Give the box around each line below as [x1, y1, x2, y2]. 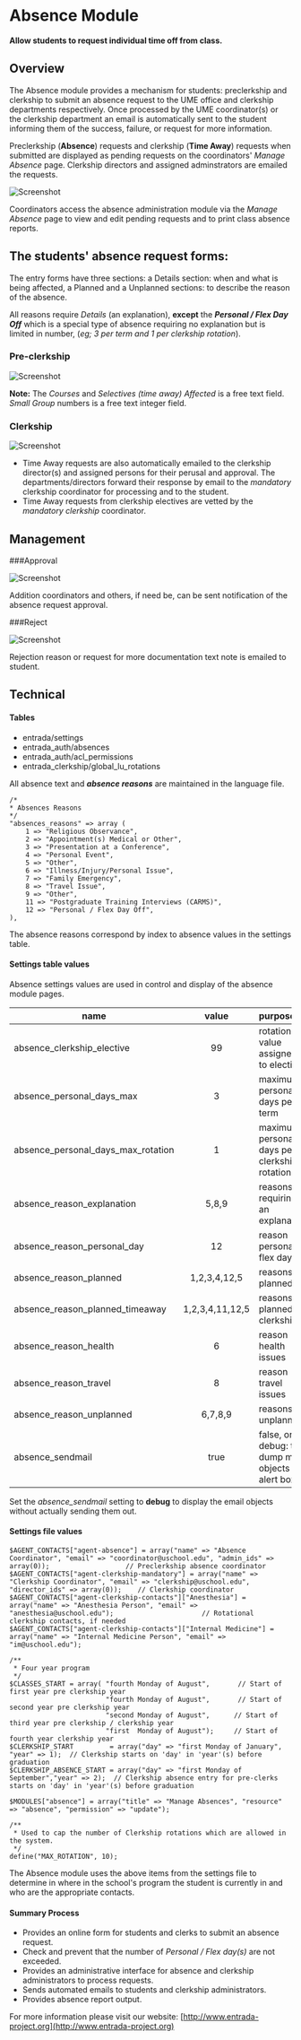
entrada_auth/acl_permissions [21, 751, 134, 762]
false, [258, 1428, 282, 1440]
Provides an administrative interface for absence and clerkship [21, 1966, 254, 1976]
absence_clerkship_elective [13, 1041, 130, 1054]
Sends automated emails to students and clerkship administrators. [21, 1984, 267, 1995]
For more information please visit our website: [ [9, 2011, 184, 2022]
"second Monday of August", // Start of [105, 1710, 279, 1720]
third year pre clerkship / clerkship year [9, 1718, 175, 1727]
